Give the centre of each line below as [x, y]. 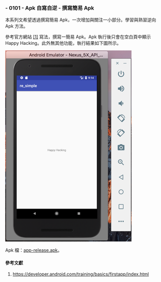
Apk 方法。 [17, 26]
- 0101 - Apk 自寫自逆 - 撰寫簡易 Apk [50, 8]
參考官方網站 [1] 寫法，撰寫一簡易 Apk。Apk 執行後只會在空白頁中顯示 [78, 37]
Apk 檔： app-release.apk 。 [34, 250]
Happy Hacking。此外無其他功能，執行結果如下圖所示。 [63, 43]
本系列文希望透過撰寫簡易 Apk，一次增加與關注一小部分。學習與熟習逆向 [81, 20]
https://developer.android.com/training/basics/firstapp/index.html [80, 274]
